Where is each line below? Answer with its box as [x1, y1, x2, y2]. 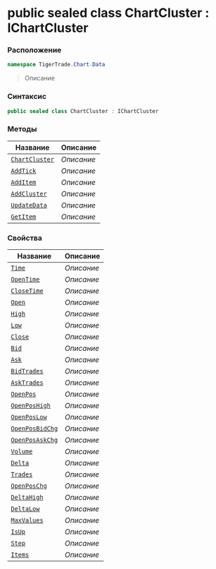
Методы [7, 124, 37, 134]
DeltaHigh [11, 493, 44, 502]
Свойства [7, 233, 42, 243]
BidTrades [11, 367, 44, 376]
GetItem [11, 212, 37, 220]
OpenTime [11, 275, 40, 284]
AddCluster [11, 189, 47, 198]
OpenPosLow [11, 413, 47, 421]
